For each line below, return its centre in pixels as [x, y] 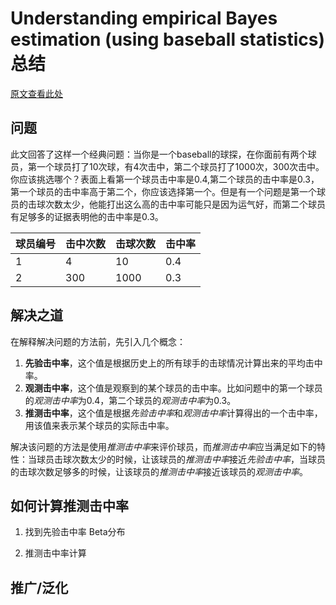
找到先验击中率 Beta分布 [75, 532]
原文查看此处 [36, 93]
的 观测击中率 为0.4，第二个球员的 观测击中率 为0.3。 [130, 400]
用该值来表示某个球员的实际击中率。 [99, 425]
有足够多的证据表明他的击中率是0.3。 [87, 216]
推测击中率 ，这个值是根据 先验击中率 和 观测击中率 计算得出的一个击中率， [173, 413]
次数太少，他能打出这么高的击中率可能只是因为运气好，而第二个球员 [185, 204]
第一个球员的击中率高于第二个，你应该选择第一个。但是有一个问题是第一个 [163, 191]
